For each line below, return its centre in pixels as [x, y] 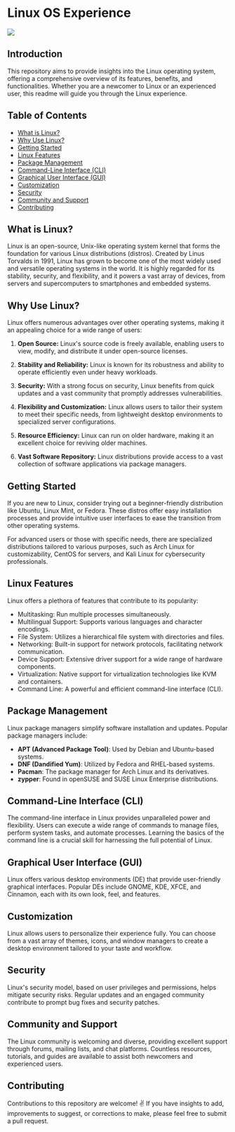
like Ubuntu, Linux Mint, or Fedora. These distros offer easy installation [109, 510]
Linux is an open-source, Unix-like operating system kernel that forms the [114, 246]
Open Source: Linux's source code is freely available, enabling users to [121, 344]
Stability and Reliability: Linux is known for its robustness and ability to [121, 365]
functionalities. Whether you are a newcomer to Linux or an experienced [112, 86]
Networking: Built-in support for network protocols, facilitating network [120, 644]
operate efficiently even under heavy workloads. [87, 372]
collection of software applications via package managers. [102, 464]
